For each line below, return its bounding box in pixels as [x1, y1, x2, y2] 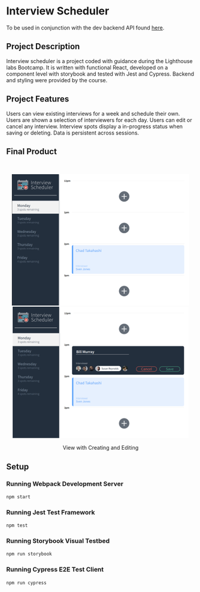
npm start [6, 494, 31, 500]
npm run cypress [6, 579, 47, 586]
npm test [6, 522, 28, 529]
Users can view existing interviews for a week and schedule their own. [6, 110, 180, 117]
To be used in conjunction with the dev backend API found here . [6, 24, 165, 31]
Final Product [6, 146, 57, 157]
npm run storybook [6, 551, 52, 557]
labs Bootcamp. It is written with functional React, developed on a [6, 64, 168, 71]
